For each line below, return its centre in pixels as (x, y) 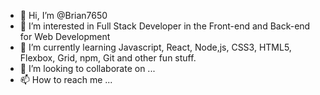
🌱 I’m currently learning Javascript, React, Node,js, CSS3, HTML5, (155, 47)
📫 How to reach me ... (66, 79)
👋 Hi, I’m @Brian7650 (63, 15)
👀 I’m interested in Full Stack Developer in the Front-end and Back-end (165, 26)
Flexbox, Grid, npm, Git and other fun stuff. (108, 58)
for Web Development (65, 36)
